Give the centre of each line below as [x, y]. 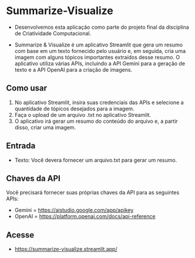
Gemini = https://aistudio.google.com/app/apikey [74, 210]
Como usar [27, 88]
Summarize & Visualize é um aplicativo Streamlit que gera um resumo [99, 45]
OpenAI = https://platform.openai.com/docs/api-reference [85, 216]
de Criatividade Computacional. [53, 33]
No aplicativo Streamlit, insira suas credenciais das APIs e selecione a [99, 102]
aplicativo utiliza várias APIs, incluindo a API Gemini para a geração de [100, 63]
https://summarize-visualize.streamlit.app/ [66, 249]
